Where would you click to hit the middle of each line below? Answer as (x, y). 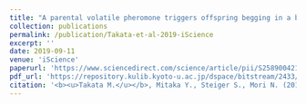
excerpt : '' (32, 43)
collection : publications (58, 26)
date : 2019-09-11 (42, 52)
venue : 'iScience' (44, 60)
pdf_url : (26, 77)
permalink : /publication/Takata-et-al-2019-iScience (112, 34)
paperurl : (28, 69)
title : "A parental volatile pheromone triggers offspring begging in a (150, 18)
